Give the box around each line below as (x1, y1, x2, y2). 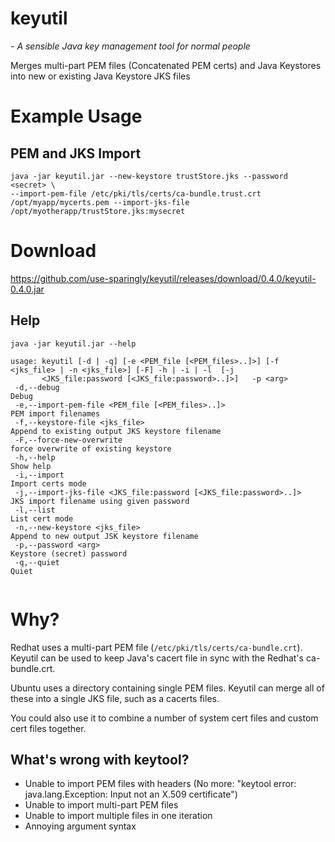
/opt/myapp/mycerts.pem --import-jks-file (10, 197, 190, 207)
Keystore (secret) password (10, 548, 128, 559)
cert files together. (10, 722, 87, 734)
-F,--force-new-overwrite (14, 435, 123, 445)
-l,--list (14, 505, 56, 515)
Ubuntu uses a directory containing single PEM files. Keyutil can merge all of (10, 682, 325, 694)
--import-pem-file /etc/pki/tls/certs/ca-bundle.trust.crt (10, 188, 262, 199)
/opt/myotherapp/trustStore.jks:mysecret (10, 206, 186, 216)
